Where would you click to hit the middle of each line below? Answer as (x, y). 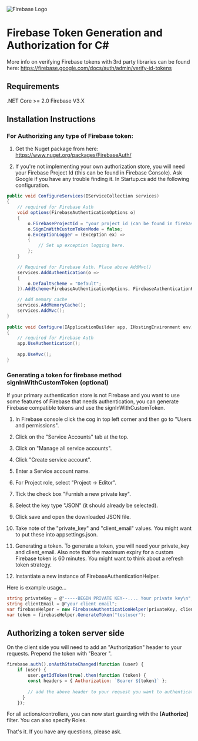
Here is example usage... (37, 588)
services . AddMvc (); (41, 311)
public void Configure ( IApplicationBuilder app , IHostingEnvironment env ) (100, 327)
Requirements (33, 86)
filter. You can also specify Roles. (47, 720)
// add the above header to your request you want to (95, 692)
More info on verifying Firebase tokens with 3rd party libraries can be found (98, 61)
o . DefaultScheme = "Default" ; (65, 284)
